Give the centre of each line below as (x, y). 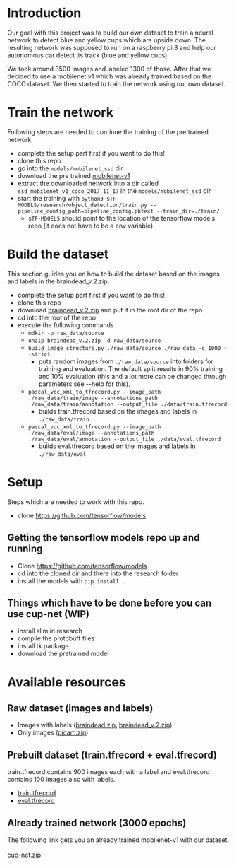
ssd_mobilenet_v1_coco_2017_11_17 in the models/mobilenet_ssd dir (114, 191)
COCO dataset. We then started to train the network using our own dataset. (117, 83)
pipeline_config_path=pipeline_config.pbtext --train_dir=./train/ (118, 211)
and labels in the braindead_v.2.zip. (58, 281)
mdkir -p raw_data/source (66, 333)
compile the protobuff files (56, 638)
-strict (39, 354)
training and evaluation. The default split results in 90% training (131, 368)
